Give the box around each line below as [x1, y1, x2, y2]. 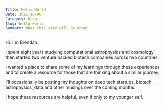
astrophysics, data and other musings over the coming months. [5, 84, 136, 90]
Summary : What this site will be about [5, 26, 89, 31]
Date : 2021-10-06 [5, 12, 42, 17]
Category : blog [5, 16, 37, 21]
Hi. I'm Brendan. [5, 39, 39, 45]
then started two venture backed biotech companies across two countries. [5, 54, 159, 60]
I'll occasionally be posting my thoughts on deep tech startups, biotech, [5, 79, 153, 85]
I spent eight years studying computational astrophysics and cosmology [5, 49, 154, 55]
